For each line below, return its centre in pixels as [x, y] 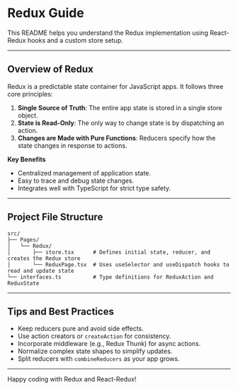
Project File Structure [55, 217]
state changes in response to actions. [72, 145]
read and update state [41, 271]
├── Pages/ [23, 239]
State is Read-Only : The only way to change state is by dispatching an [121, 123]
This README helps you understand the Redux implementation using [108, 33]
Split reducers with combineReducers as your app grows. [98, 359]
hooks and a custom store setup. [75, 40]
